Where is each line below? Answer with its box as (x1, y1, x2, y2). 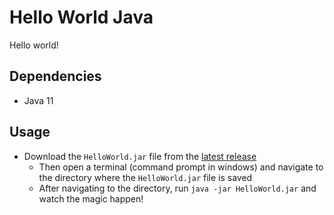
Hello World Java (9, 6, 154, 29)
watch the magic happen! (38, 192, 144, 205)
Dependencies (9, 68, 102, 85)
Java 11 (23, 94, 54, 106)
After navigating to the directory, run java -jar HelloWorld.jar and (38, 182, 317, 194)
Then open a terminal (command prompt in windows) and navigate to (38, 161, 324, 173)
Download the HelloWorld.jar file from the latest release (23, 150, 257, 162)
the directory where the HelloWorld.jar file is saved (38, 171, 253, 183)
